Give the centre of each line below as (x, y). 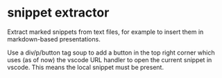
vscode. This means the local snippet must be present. (86, 67)
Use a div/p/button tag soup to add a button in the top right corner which (111, 52)
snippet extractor (58, 13)
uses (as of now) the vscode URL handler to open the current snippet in (110, 59)
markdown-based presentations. (54, 39)
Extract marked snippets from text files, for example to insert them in (105, 32)
